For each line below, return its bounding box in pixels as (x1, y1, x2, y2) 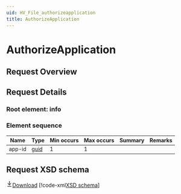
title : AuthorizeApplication (6, 16, 80, 22)
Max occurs (83, 137, 115, 144)
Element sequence (6, 121, 62, 130)
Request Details (6, 87, 68, 98)
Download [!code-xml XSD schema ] (12, 181, 100, 189)
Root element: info (6, 105, 62, 114)
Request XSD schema (6, 164, 89, 175)
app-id (8, 145, 27, 153)
